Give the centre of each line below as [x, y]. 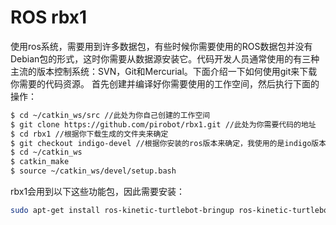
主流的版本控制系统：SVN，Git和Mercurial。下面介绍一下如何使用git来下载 [164, 71]
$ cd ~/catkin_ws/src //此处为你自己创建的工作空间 [110, 115]
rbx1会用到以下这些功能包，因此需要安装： [98, 192]
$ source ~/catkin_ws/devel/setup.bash [93, 171]
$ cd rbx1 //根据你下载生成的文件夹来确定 [89, 134]
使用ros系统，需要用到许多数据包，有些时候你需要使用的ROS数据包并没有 [161, 46]
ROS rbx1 [49, 17]
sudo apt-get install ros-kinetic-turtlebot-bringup [122, 211]
